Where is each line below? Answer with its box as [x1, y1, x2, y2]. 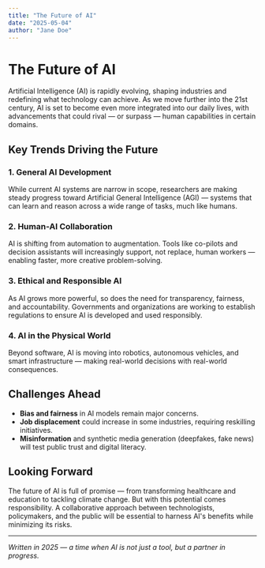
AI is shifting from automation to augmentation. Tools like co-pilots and [8, 239, 238, 249]
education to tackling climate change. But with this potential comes [8, 495, 226, 504]
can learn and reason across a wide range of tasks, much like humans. [8, 201, 238, 210]
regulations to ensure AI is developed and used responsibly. [8, 310, 203, 320]
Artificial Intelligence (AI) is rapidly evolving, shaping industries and [8, 86, 227, 96]
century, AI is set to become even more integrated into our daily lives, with [8, 103, 250, 113]
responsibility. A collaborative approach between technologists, [8, 502, 215, 512]
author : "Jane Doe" [8, 26, 73, 34]
